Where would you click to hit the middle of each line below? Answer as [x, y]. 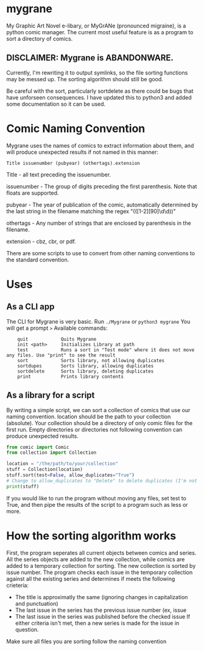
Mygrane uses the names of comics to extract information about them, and [100, 145]
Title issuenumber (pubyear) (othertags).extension [73, 163]
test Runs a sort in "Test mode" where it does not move [106, 350]
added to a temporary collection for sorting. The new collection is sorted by [101, 566]
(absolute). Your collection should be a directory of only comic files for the [100, 423]
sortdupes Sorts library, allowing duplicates [86, 366]
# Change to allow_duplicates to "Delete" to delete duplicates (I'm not [102, 481]
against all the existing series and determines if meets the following [91, 578]
